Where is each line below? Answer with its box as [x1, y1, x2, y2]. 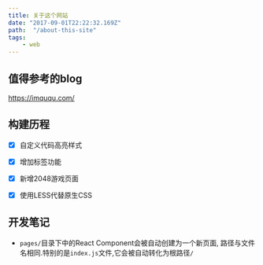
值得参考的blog [8, 72, 83, 85]
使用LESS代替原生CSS [19, 190, 93, 200]
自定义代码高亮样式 [19, 140, 83, 149]
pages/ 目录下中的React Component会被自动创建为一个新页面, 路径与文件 [19, 237, 256, 248]
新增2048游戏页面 [19, 174, 79, 183]
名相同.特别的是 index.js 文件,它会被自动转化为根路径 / [19, 248, 194, 257]
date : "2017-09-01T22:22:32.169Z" [8, 19, 122, 27]
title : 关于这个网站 [8, 11, 69, 20]
